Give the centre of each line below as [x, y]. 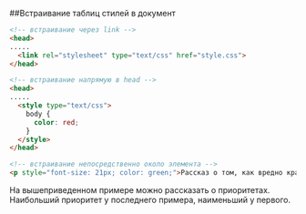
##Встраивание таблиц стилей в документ [92, 13]
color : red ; [56, 122]
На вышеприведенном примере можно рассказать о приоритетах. [140, 190]
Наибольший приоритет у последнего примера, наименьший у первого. [150, 200]
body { [38, 114]
